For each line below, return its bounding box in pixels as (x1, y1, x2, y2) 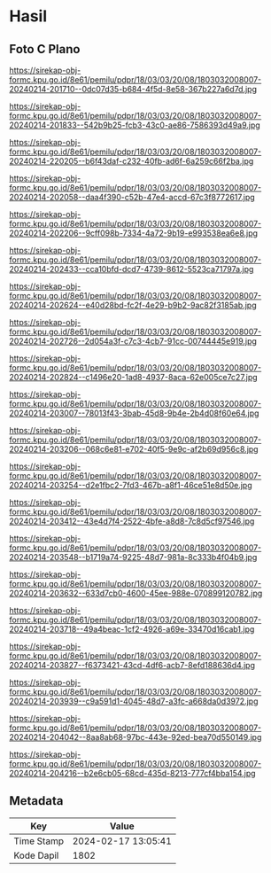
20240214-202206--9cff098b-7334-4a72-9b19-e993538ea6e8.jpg (9, 228, 259, 238)
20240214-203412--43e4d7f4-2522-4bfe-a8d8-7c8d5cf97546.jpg (9, 516, 255, 526)
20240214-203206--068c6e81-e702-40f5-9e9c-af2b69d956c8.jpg (9, 444, 259, 454)
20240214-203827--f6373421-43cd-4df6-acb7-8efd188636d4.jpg (9, 660, 255, 670)
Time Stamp (13, 835, 65, 847)
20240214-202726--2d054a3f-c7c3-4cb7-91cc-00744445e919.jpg (9, 336, 257, 347)
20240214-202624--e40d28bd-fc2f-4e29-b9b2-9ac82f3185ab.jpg (9, 300, 257, 310)
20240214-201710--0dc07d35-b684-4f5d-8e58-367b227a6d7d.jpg (9, 84, 258, 94)
